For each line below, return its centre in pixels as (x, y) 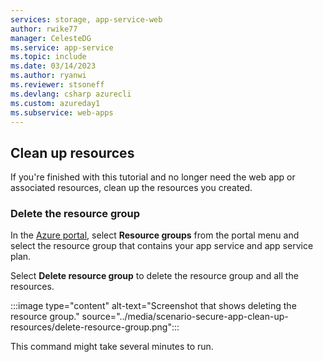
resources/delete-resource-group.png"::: (95, 327)
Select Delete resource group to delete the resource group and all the (154, 276)
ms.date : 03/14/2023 (53, 66)
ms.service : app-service (62, 47)
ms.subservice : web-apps (62, 112)
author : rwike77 (44, 29)
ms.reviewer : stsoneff (57, 85)
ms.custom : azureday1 (55, 103)
